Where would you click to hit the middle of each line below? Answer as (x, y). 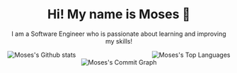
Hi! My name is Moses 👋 (119, 14)
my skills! (119, 41)
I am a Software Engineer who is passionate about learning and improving (119, 34)
